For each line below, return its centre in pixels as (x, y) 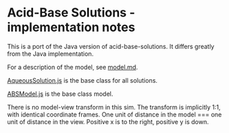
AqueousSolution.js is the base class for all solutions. (83, 80)
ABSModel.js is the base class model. (60, 94)
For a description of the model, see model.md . (73, 67)
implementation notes (71, 27)
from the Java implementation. (51, 54)
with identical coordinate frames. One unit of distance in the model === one (115, 114)
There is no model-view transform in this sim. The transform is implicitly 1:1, (114, 107)
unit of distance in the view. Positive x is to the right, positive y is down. (108, 121)
